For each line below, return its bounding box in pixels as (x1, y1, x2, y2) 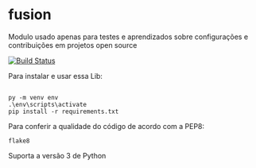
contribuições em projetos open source (8, 40, 138, 49)
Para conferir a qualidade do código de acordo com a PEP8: (8, 121, 205, 131)
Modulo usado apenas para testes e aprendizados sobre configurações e (8, 32, 249, 41)
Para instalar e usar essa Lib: (8, 71, 103, 80)
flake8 (8, 137, 30, 145)
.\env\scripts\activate (8, 100, 87, 108)
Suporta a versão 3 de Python (8, 150, 107, 160)
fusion (8, 6, 52, 24)
